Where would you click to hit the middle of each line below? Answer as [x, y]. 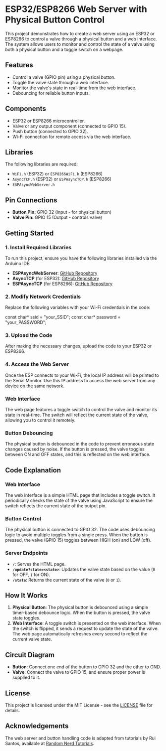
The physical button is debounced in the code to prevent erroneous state [80, 444]
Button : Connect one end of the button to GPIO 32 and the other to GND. [86, 667]
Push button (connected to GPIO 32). [50, 131]
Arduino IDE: [18, 263]
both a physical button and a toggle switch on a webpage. [64, 49]
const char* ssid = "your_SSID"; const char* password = [63, 317]
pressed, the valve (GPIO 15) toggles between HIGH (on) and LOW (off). [78, 540]
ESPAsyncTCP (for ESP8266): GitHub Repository [62, 284]
